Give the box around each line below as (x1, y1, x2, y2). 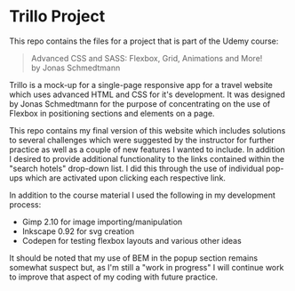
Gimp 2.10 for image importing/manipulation (21, 216, 183, 227)
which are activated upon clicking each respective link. (25, 172, 227, 183)
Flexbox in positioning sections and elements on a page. (9, 108, 215, 118)
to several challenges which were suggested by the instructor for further (9, 134, 275, 145)
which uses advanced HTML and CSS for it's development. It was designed (9, 89, 286, 100)
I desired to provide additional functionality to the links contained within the (9, 153, 284, 164)
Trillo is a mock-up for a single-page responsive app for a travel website (9, 79, 273, 90)
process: (9, 198, 42, 210)
